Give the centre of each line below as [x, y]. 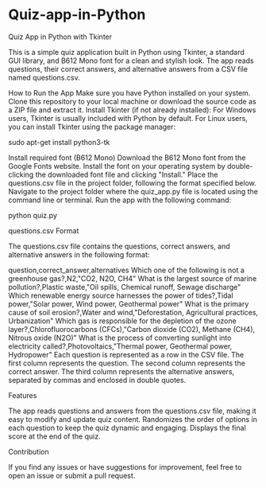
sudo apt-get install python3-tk [59, 142]
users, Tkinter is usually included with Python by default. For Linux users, [128, 118]
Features [23, 395]
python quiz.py [33, 215]
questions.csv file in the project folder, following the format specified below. [132, 183]
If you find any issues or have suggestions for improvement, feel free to [125, 467]
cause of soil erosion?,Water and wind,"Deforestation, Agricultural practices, [133, 312]
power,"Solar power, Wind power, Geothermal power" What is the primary [129, 303]
